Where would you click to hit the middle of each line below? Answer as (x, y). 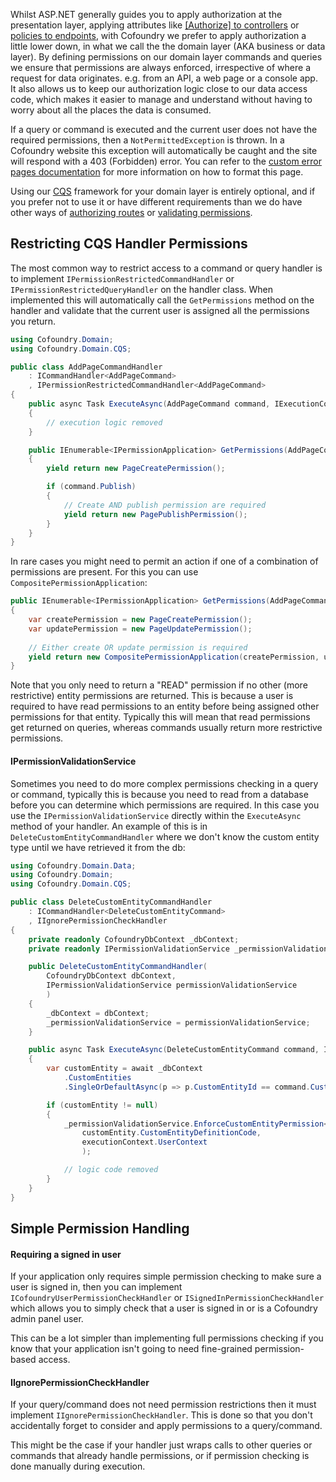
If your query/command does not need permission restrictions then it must (163, 1405)
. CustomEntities (97, 1078)
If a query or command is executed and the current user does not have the (164, 129)
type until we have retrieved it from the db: (98, 847)
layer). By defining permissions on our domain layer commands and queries (166, 57)
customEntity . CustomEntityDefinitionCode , (171, 1133)
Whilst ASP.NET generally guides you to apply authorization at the (146, 14)
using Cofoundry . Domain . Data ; (73, 865)
